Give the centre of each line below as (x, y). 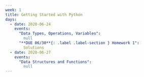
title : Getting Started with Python (44, 15)
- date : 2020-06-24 (30, 24)
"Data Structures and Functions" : (55, 62)
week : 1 (13, 10)
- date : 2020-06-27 (30, 52)
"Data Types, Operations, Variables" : (60, 33)
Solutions (34, 48)
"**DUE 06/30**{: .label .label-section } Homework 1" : (79, 43)
